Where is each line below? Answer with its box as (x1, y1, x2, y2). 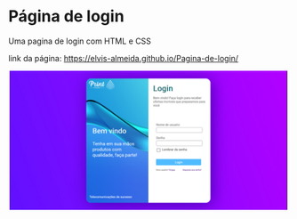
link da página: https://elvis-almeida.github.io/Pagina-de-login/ (8, 53, 239, 63)
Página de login (8, 6, 125, 27)
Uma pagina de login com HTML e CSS (8, 36, 152, 46)
